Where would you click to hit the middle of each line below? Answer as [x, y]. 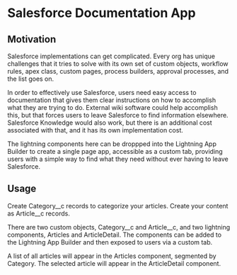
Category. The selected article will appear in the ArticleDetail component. [114, 263]
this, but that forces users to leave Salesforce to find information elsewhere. [118, 115]
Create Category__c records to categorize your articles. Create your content [118, 206]
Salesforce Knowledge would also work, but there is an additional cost [110, 123]
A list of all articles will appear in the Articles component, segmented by [112, 256]
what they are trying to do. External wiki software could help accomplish [112, 107]
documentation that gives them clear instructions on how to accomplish [112, 100]
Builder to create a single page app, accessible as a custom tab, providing [115, 151]
